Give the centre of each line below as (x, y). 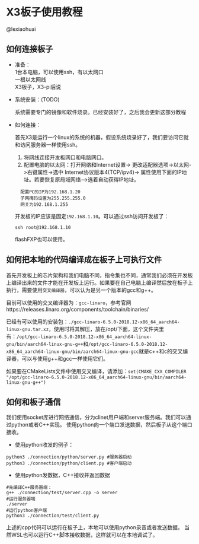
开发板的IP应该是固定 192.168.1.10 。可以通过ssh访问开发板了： (92, 216)
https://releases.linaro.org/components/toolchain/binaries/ (78, 309)
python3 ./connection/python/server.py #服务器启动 (69, 457)
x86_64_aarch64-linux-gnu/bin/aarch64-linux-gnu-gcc (73, 351)
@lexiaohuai (21, 29)
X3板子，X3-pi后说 (38, 87)
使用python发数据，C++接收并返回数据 (62, 475)
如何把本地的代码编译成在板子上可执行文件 (84, 260)
